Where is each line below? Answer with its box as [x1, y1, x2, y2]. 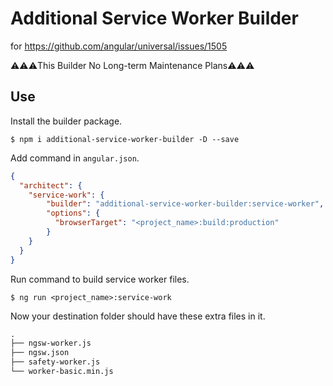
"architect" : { [19, 180, 83, 191]
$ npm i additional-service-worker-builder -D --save [10, 134, 240, 144]
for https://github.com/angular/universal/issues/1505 [10, 40, 228, 52]
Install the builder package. [10, 115, 123, 127]
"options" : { [46, 208, 101, 219]
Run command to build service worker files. [10, 273, 190, 285]
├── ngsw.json [10, 348, 70, 358]
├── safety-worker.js [10, 357, 101, 367]
